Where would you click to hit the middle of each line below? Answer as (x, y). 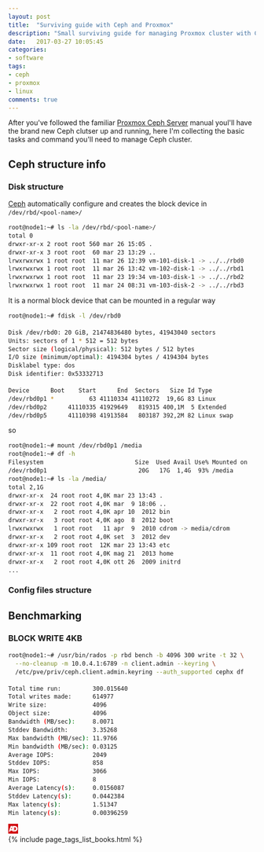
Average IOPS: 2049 (58, 755)
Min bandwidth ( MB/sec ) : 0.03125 (63, 747)
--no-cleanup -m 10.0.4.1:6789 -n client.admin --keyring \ (115, 663)
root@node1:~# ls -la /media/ (58, 479)
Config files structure (50, 590)
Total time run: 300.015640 (68, 689)
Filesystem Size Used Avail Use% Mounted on (128, 463)
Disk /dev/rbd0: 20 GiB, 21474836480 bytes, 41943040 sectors (112, 332)
